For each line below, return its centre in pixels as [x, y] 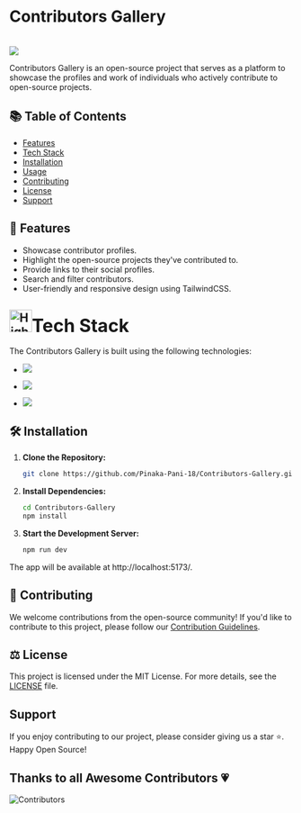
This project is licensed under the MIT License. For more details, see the [143, 676]
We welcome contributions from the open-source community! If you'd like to [150, 617]
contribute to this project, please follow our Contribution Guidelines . [135, 627]
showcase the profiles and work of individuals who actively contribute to [144, 77]
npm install [44, 516]
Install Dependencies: [64, 492]
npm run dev [44, 550]
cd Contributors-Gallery [69, 508]
